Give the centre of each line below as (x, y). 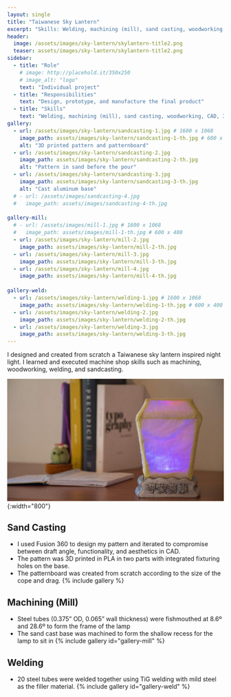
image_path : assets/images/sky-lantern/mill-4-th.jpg (98, 276)
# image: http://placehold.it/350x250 (75, 72)
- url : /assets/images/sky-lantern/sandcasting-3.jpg (92, 175)
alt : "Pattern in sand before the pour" (78, 167)
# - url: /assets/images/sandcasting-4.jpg (76, 196)
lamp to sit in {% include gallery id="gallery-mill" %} (91, 641)
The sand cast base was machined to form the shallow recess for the (115, 634)
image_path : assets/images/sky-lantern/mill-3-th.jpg (98, 262)
